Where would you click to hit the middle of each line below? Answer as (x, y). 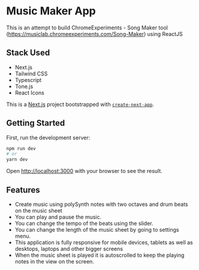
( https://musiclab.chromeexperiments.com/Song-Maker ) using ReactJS (94, 34)
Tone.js (24, 86)
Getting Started (36, 123)
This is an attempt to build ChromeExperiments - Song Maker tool (87, 28)
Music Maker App (51, 11)
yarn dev (17, 160)
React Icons (30, 92)
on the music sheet (39, 210)
